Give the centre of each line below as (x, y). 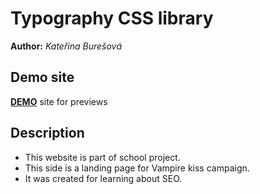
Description (47, 133)
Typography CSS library (112, 18)
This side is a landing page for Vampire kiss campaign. (137, 168)
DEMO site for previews (59, 101)
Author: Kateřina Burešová (66, 46)
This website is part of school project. (102, 157)
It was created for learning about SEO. (103, 178)
